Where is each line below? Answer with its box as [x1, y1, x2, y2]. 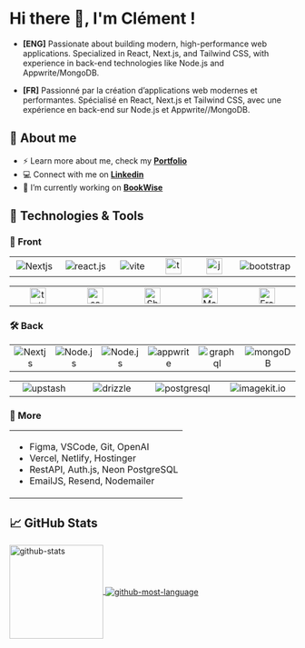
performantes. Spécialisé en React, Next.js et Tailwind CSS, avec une [22, 95, 281, 105]
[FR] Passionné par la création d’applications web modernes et [22, 85, 258, 95]
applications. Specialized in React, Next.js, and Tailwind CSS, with [22, 47, 270, 58]
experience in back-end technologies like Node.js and [22, 57, 225, 68]
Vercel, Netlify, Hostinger [29, 452, 136, 464]
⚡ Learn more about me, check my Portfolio [22, 155, 188, 166]
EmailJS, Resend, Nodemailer [29, 474, 155, 487]
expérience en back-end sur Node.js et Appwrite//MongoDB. [22, 104, 251, 115]
